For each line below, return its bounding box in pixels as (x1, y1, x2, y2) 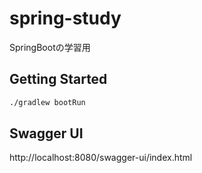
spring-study (9, 7, 122, 30)
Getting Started (9, 71, 108, 88)
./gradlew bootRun (9, 97, 86, 107)
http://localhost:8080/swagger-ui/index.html (9, 152, 193, 164)
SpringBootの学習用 (9, 41, 91, 53)
